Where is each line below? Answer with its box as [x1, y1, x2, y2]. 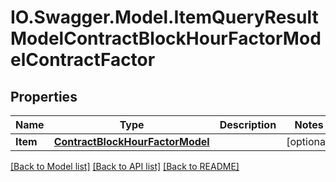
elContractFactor [10, 49, 156, 71]
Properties [10, 88, 78, 105]
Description [219, 118, 277, 131]
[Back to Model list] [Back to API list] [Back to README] [10, 161, 240, 172]
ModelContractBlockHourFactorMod [10, 27, 322, 50]
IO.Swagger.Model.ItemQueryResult [10, 6, 319, 29]
